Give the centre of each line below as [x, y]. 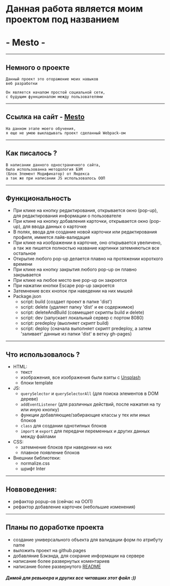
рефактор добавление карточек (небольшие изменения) [74, 507]
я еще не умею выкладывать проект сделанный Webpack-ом [66, 133]
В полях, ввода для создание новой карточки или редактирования [85, 232]
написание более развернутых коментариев [61, 561]
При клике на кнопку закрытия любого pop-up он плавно [75, 270]
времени [22, 264]
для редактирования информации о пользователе [67, 216]
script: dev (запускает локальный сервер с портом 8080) [82, 318]
